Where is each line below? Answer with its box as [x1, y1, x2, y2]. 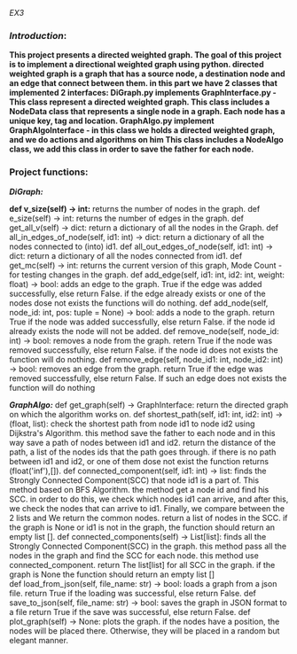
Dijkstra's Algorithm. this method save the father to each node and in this [9, 427, 276, 438]
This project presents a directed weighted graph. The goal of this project [9, 50, 282, 60]
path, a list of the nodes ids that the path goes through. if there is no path [9, 447, 277, 457]
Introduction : [9, 29, 67, 42]
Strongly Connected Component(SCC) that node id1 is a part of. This [9, 474, 260, 486]
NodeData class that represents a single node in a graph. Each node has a [9, 106, 285, 117]
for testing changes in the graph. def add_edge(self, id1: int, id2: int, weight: [9, 269, 285, 280]
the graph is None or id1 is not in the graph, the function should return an [9, 522, 276, 533]
